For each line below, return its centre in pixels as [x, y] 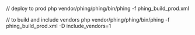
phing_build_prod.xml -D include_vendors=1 [59, 26]
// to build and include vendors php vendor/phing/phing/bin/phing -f [88, 20]
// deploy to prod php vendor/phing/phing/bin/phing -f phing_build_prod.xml [98, 8]
